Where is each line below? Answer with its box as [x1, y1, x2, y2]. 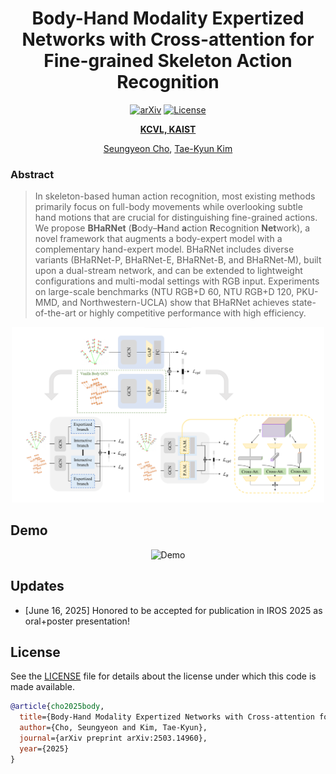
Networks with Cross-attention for [21, 28, 315, 51]
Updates [10, 578, 65, 595]
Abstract [10, 167, 55, 181]
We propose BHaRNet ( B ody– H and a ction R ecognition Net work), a [34, 222, 311, 234]
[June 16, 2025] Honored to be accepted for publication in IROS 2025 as [24, 604, 323, 616]
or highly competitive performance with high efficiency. [78, 307, 307, 319]
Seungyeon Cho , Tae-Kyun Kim [103, 142, 233, 154]
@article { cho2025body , [10, 702, 105, 712]
